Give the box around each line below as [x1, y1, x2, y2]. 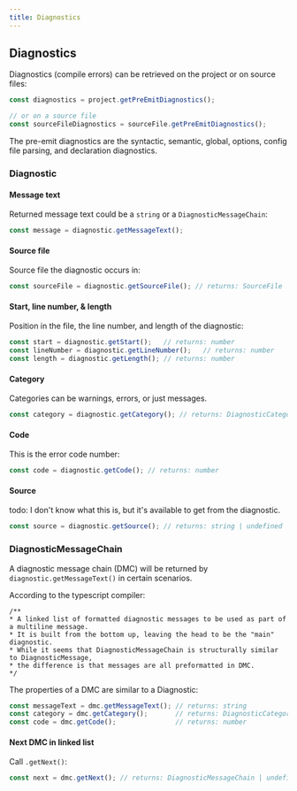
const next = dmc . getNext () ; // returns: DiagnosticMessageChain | [9, 773, 263, 783]
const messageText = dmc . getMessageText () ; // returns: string [9, 701, 247, 710]
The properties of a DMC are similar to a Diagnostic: [9, 684, 199, 695]
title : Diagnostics [9, 12, 81, 22]
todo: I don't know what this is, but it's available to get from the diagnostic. [9, 505, 281, 516]
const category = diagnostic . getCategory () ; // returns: [9, 411, 224, 419]
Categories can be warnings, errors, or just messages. [9, 393, 208, 403]
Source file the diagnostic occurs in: [9, 265, 141, 275]
